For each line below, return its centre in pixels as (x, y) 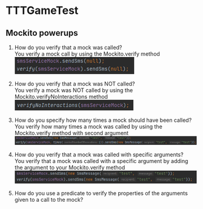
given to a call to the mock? (49, 199)
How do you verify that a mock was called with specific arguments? (99, 154)
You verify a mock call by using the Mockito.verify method (87, 54)
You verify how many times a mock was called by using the (88, 127)
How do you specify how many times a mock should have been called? (103, 120)
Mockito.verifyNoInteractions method (61, 97)
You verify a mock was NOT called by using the (74, 90)
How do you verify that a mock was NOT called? (75, 84)
